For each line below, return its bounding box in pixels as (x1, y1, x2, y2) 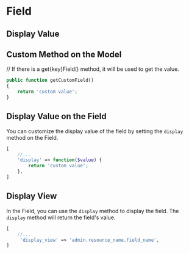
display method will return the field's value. (6, 214, 116, 221)
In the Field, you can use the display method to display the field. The (6, 207, 179, 214)
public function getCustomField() (6, 78, 94, 84)
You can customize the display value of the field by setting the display (6, 127, 184, 135)
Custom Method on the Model (6, 49, 122, 59)
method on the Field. (6, 134, 59, 141)
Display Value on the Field (6, 111, 107, 122)
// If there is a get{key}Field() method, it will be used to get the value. (6, 65, 180, 73)
